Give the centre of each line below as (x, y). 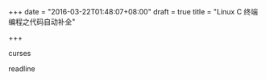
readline (22, 69)
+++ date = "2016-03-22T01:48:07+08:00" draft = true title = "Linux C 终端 (133, 12)
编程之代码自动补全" (42, 22)
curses (20, 53)
